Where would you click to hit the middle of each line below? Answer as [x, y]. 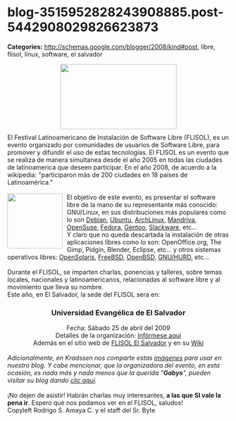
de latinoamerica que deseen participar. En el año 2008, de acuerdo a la [112, 167]
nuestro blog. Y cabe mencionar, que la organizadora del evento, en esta [114, 365]
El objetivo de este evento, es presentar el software [141, 197]
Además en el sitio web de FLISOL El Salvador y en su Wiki [118, 343]
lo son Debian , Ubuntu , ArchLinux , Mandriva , [132, 220]
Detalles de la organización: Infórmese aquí [118, 336]
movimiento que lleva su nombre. [56, 287]
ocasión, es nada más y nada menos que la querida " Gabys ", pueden [109, 373]
